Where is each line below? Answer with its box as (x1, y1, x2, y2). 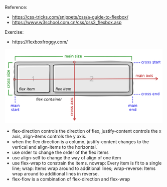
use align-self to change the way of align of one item (12, 155, 121, 161)
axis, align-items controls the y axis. (12, 133, 87, 140)
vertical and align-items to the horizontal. (12, 144, 97, 150)
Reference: (5, 5, 28, 10)
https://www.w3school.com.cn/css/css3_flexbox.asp (12, 20, 122, 25)
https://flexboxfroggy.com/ (12, 39, 68, 45)
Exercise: (5, 29, 24, 35)
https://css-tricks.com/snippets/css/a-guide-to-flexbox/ (12, 14, 129, 20)
